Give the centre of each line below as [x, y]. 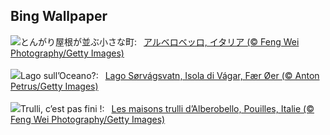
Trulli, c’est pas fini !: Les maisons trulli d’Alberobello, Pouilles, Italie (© [167, 108]
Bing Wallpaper [59, 16]
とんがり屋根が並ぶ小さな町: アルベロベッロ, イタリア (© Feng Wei [160, 41]
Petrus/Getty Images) [54, 86]
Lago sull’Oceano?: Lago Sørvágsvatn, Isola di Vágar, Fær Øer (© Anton [170, 75]
